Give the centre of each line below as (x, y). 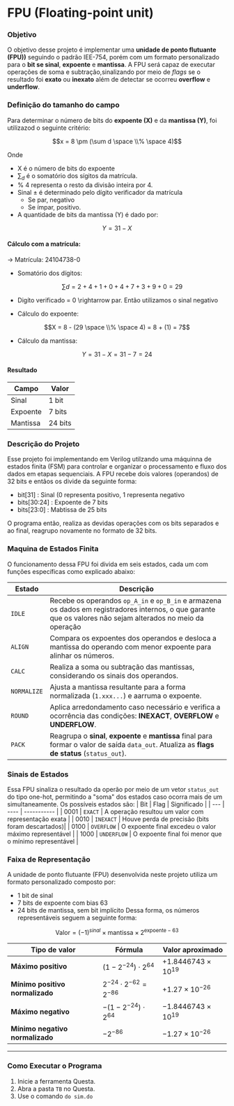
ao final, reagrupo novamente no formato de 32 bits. (82, 531)
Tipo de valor (53, 950)
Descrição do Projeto (44, 443)
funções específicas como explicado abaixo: (71, 571)
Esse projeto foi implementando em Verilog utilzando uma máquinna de (110, 459)
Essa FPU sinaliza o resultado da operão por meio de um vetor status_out (113, 789)
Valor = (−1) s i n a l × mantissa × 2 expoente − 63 (117, 932)
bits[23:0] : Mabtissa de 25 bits (62, 510)
